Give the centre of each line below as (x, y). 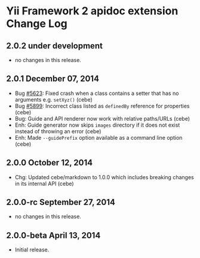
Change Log (37, 24)
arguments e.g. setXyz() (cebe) (53, 99)
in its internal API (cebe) (44, 183)
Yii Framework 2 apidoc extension (92, 11)
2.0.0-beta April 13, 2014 (53, 235)
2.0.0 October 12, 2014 (50, 163)
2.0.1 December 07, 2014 (53, 79)
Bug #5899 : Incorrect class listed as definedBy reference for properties (102, 106)
